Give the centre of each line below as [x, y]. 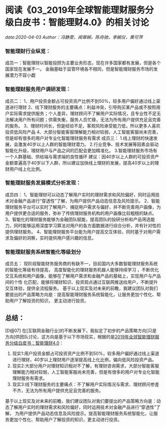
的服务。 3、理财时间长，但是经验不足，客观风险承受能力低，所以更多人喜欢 [83, 126]
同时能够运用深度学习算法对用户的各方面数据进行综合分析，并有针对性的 [87, 225]
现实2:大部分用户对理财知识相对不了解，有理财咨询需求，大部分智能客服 [86, 366]
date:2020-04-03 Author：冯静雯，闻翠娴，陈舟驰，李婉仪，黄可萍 [74, 37]
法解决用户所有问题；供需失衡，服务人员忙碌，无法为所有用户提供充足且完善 [83, 120]
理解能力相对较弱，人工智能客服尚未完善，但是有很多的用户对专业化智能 [86, 372]
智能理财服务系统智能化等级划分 [43, 252]
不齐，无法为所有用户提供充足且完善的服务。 [58, 390]
